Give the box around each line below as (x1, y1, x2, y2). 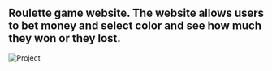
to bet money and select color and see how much (8, 19, 262, 33)
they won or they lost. (8, 31, 122, 45)
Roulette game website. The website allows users (8, 6, 265, 20)
